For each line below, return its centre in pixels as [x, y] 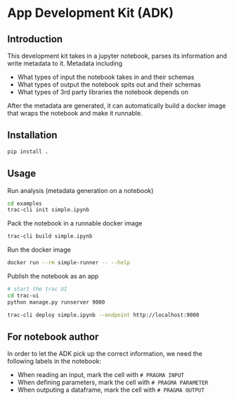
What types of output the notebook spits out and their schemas [109, 85]
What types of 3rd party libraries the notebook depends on [103, 92]
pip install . [28, 152]
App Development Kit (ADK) [91, 13]
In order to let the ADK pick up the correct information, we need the [105, 354]
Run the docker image [39, 250]
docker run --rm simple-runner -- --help [69, 263]
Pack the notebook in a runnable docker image [75, 223]
